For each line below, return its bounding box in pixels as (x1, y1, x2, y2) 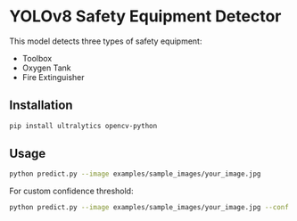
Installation (9, 98, 73, 113)
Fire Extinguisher (21, 71, 85, 82)
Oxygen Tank (21, 62, 71, 73)
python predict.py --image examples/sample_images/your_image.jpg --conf (9, 203, 290, 212)
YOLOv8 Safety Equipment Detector (9, 6, 282, 27)
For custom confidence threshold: (9, 185, 134, 197)
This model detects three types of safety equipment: (9, 36, 202, 46)
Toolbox (21, 53, 53, 63)
